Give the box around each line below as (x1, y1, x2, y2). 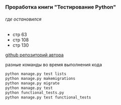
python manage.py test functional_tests (5, 94, 92, 100)
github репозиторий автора (5, 52, 64, 58)
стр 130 (12, 42, 29, 48)
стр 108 (12, 37, 29, 43)
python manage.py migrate (5, 80, 59, 86)
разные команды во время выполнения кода (5, 62, 102, 68)
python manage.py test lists (5, 71, 67, 76)
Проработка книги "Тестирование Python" (5, 4, 116, 11)
